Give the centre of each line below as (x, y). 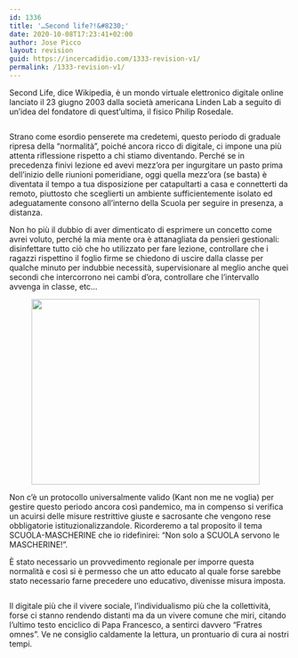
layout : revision (41, 51)
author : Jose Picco (45, 42)
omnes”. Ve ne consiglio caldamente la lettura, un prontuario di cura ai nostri (149, 634)
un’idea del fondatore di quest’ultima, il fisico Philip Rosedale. (121, 111)
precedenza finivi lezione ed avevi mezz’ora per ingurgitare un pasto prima (146, 165)
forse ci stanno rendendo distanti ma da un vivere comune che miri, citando (148, 615)
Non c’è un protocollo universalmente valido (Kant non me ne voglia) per (141, 497)
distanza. (26, 212)
